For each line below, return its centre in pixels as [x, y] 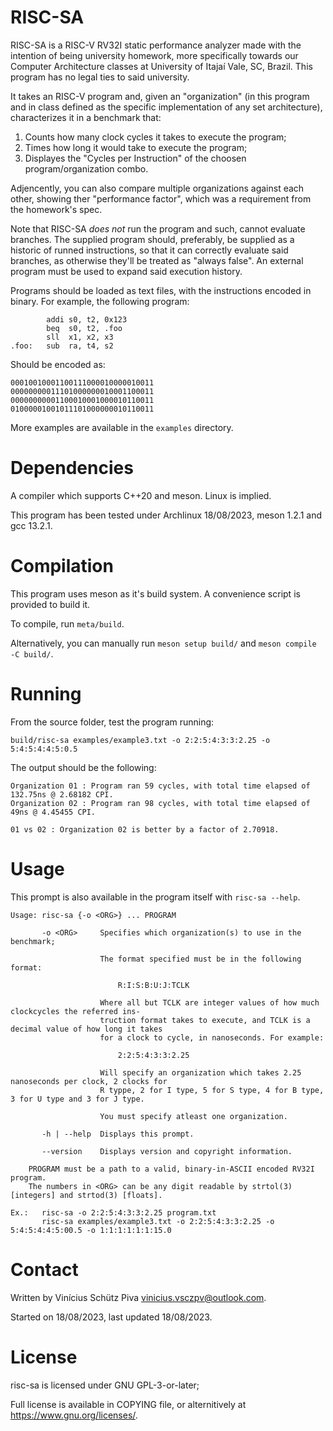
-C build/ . [32, 653]
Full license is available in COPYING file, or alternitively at [128, 1404]
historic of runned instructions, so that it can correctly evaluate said [149, 250]
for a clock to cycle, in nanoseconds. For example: [212, 1037]
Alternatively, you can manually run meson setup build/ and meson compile [163, 643]
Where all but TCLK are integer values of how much [209, 1002]
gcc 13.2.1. [31, 525]
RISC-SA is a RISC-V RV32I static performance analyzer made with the [156, 45]
